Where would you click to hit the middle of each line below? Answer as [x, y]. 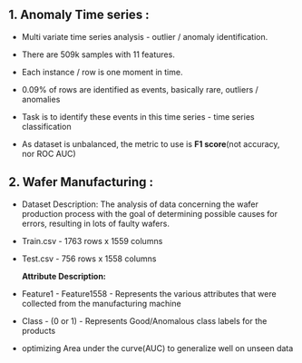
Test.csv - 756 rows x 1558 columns [89, 259]
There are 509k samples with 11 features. [98, 54]
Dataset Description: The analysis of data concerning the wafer [140, 204]
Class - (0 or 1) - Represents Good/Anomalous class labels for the [144, 320]
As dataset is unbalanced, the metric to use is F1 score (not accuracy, [151, 143]
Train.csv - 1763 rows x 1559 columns [92, 240]
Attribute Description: [63, 276]
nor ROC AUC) [49, 153]
